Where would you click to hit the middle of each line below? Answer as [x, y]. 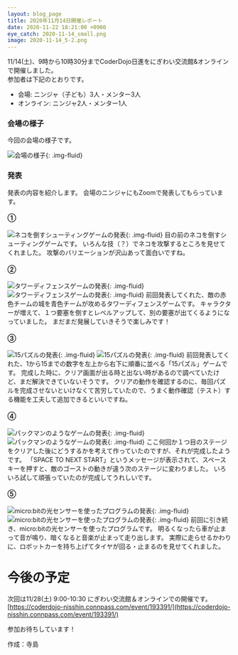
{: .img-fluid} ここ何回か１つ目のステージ [167, 442]
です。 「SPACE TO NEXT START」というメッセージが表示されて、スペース [117, 459]
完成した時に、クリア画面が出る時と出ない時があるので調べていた [117, 373]
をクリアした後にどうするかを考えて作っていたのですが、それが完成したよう [119, 451]
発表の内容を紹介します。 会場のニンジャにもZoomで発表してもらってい [112, 192]
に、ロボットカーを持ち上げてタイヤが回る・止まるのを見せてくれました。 [116, 546]
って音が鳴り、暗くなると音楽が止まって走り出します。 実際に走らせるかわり [119, 537]
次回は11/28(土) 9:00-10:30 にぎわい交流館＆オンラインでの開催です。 [109, 599]
